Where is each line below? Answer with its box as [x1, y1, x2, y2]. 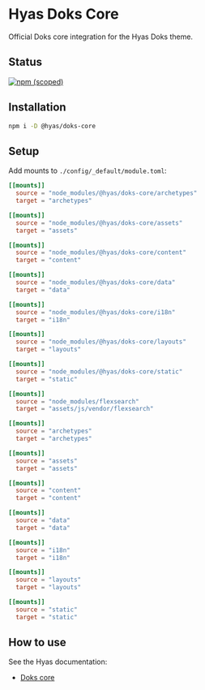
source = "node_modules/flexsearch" [15, 397, 139, 406]
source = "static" [15, 606, 79, 614]
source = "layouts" [15, 576, 82, 584]
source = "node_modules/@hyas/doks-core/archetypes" [15, 189, 198, 197]
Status [8, 55, 43, 69]
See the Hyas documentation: [8, 657, 108, 666]
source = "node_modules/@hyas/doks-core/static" [15, 367, 183, 376]
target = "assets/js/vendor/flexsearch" [15, 405, 154, 413]
